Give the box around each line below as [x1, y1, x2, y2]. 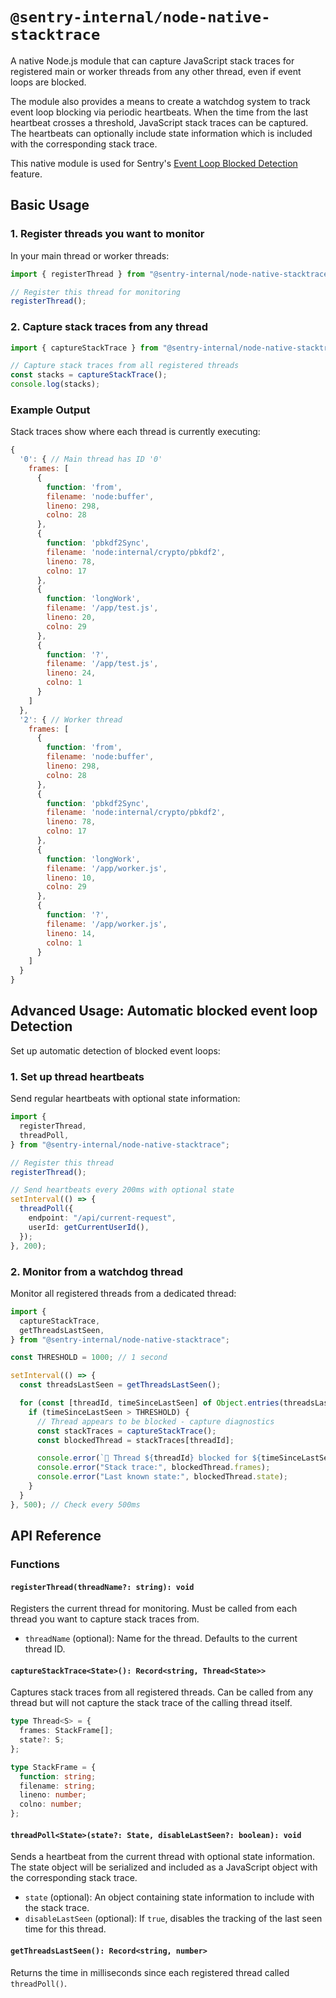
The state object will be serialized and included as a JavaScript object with [10, 1861, 318, 1873]
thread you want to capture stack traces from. [10, 1613, 200, 1625]
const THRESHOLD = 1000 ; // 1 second [10, 1353, 168, 1363]
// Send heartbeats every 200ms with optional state [10, 1185, 235, 1195]
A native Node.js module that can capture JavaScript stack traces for [10, 54, 295, 67]
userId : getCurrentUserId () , [28, 1222, 150, 1232]
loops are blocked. [10, 76, 87, 88]
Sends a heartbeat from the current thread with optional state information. [10, 1851, 315, 1863]
